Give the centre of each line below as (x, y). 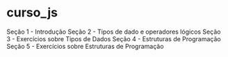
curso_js (32, 13)
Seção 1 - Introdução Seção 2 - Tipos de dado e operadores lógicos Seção (114, 32)
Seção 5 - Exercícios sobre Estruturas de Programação (85, 46)
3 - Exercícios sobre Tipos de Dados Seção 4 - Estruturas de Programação (114, 38)
